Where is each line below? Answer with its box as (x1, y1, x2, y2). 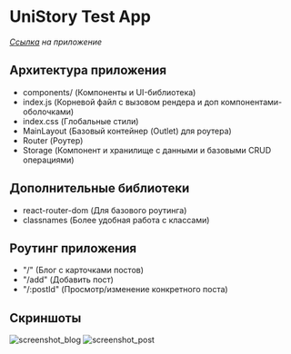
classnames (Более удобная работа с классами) (22, 214, 210, 225)
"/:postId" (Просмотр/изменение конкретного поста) (22, 284, 229, 295)
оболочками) (22, 106, 75, 117)
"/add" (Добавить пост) (22, 274, 114, 285)
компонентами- (220, 96, 283, 107)
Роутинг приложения (9, 241, 137, 256)
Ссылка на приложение (9, 36, 103, 47)
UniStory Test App (9, 6, 152, 27)
